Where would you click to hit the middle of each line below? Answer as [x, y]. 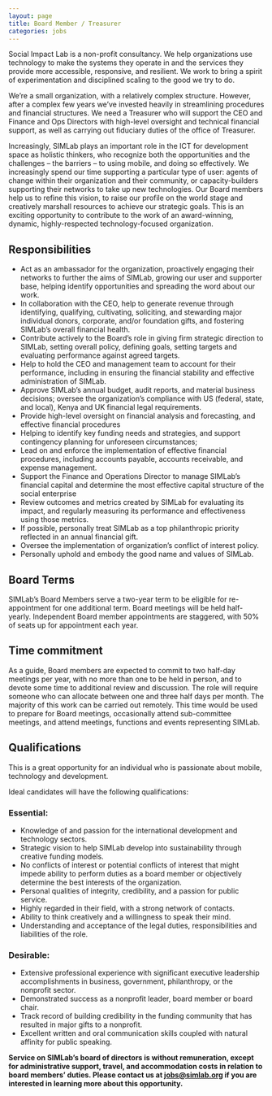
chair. [29, 1007]
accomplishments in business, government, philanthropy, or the [126, 981]
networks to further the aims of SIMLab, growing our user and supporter [141, 278]
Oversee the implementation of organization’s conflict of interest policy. [140, 546]
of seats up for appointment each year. [73, 625]
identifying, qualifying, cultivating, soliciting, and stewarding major [131, 312]
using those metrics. [54, 520]
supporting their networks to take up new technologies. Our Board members [136, 189]
